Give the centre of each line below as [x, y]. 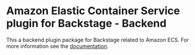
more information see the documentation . [58, 46]
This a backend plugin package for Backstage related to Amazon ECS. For [97, 40]
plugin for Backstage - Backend [86, 23]
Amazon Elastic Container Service [93, 11]
